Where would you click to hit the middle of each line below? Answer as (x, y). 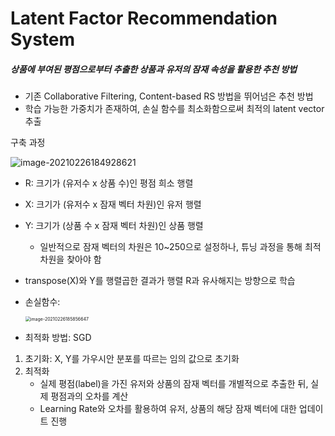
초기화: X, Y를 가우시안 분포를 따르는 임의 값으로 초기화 (132, 359)
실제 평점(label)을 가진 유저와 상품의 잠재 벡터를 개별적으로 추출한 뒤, (174, 384)
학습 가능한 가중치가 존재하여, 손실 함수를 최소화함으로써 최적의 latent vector (174, 109)
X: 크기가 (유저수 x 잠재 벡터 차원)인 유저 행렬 (113, 204)
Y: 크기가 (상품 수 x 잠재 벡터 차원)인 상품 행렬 (114, 226)
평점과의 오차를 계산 (89, 396)
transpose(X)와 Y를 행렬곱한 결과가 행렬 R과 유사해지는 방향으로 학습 (160, 281)
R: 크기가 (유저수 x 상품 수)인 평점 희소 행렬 (109, 183)
